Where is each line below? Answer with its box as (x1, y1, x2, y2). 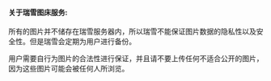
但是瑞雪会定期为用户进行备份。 (29, 37, 136, 47)
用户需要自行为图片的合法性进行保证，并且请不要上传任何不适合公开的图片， (8, 54, 264, 63)
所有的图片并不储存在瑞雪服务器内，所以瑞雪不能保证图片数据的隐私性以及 (8, 26, 256, 36)
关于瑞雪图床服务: (8, 7, 68, 17)
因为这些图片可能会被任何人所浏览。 (8, 64, 129, 74)
